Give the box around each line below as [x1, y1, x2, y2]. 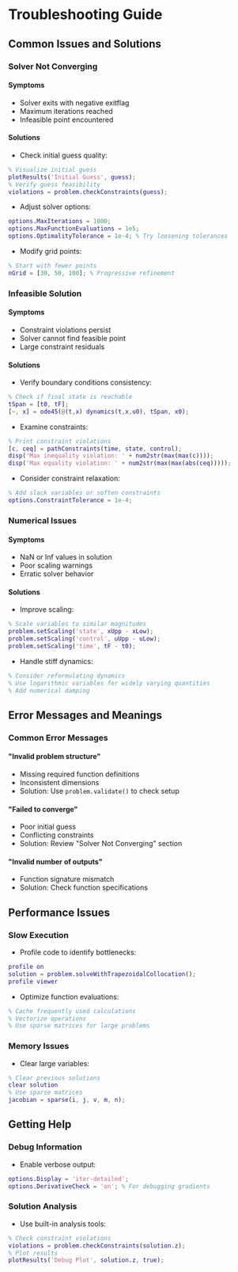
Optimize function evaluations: [19, 992, 119, 1001]
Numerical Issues [8, 514, 77, 526]
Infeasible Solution [8, 287, 82, 298]
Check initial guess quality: [19, 150, 108, 160]
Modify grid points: [19, 247, 82, 256]
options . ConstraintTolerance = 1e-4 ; [8, 496, 133, 504]
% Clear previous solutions [8, 1074, 101, 1082]
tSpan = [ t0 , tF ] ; [8, 400, 69, 408]
